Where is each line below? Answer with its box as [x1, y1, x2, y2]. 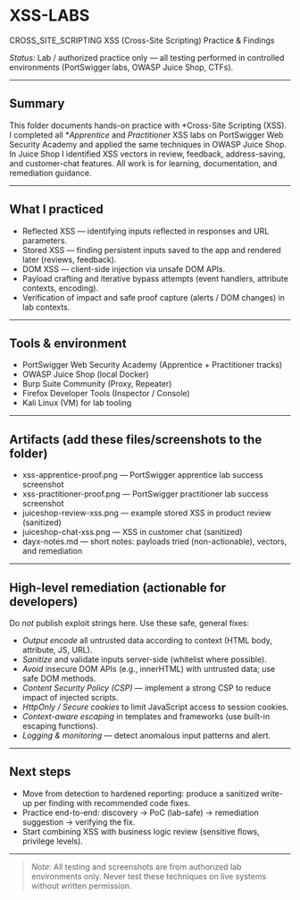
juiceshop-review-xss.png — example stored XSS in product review [21, 507, 271, 519]
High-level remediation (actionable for [9, 580, 227, 595]
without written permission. [30, 880, 132, 891]
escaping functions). [21, 721, 98, 731]
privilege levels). [21, 836, 83, 846]
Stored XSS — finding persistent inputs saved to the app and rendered [21, 244, 281, 255]
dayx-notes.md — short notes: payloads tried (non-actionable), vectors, [21, 536, 287, 547]
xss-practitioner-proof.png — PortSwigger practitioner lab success [21, 488, 270, 499]
